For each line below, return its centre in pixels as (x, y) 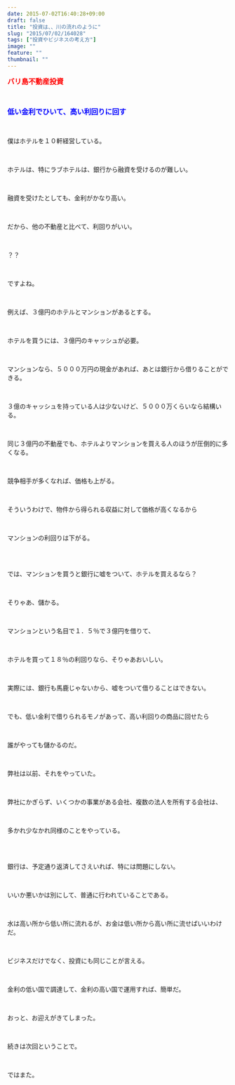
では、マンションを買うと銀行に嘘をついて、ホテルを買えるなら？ (102, 573)
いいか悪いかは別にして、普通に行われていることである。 (89, 895)
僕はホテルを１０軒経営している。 (56, 140)
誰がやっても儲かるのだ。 (44, 745)
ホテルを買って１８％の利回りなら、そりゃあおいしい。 (87, 659)
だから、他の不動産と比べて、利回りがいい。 (72, 226)
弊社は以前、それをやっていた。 (53, 773)
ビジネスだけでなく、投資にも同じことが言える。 (78, 960)
